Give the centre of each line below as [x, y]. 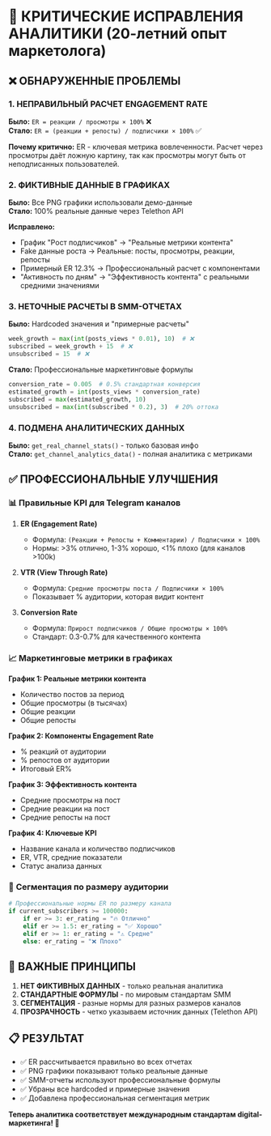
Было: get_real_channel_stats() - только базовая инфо [104, 445]
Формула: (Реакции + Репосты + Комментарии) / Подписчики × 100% [146, 539]
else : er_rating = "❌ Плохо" [72, 941]
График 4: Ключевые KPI [53, 832]
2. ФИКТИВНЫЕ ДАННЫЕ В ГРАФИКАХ [89, 185]
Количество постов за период [72, 694]
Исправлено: [32, 227]
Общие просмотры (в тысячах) [74, 703]
